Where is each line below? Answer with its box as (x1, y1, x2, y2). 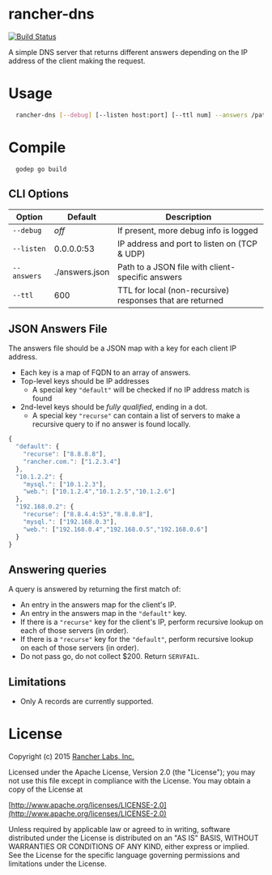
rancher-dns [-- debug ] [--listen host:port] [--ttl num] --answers (15, 111, 249, 119)
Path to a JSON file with (117, 261, 208, 272)
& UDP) (117, 248, 146, 259)
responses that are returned (117, 295, 224, 306)
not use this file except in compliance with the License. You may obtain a (8, 776, 251, 785)
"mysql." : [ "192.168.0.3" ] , (23, 517, 117, 526)
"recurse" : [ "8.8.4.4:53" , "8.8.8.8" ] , (23, 511, 154, 519)
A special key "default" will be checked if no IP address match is (32, 385, 250, 395)
